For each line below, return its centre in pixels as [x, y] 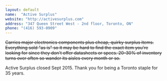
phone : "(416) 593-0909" [31, 28]
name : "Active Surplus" [31, 14]
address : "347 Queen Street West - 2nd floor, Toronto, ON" [69, 24]
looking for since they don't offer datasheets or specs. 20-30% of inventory [83, 53]
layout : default [22, 10]
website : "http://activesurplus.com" [45, 19]
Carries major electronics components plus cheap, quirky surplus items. [79, 42]
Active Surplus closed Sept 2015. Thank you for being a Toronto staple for [81, 68]
